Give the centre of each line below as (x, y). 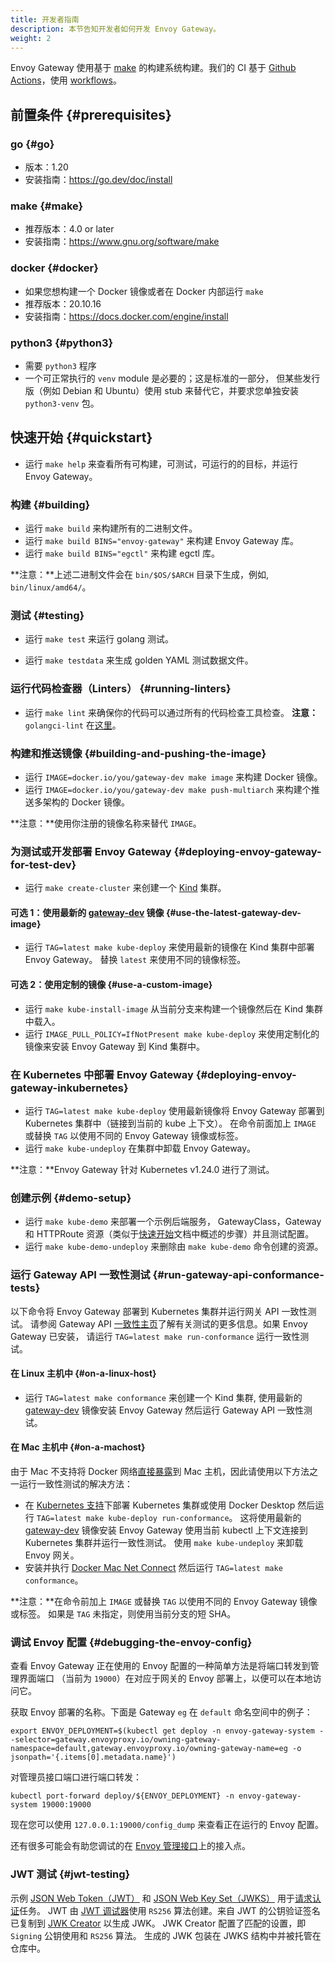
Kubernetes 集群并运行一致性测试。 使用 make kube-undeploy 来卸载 (164, 1542)
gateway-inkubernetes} (69, 1088)
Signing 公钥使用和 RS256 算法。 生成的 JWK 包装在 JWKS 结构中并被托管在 (166, 1935)
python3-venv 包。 (62, 403)
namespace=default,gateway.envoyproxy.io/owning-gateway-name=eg (149, 1749)
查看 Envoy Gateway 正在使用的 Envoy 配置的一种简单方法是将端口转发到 (160, 1666)
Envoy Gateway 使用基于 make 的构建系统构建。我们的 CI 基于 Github (153, 68)
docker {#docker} (54, 268)
